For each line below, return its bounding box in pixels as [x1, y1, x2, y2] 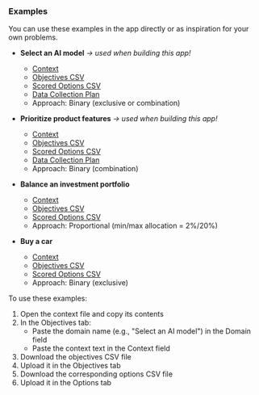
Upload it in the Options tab [19, 378, 111, 388]
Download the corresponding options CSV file [19, 369, 173, 379]
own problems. [8, 32, 58, 42]
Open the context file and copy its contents [19, 309, 164, 319]
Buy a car [19, 237, 53, 246]
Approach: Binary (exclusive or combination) [31, 99, 181, 108]
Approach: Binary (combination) [31, 164, 139, 174]
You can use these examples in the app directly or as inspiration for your [8, 24, 249, 34]
